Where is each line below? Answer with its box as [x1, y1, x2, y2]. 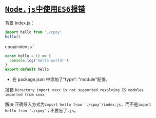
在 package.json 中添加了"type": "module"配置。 [12, 77, 111, 82]
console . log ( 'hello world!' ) [9, 58, 69, 63]
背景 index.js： [5, 20, 35, 26]
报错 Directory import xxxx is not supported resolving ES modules [5, 87, 144, 93]
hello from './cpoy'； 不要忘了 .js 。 [5, 108, 78, 114]
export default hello [5, 67, 49, 72]
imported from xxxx [5, 92, 45, 98]
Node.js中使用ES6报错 [5, 5, 85, 14]
